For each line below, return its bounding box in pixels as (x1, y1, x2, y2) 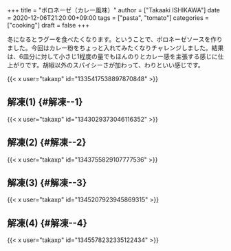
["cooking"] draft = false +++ (7, 21, 90, 29)
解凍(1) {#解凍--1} (7, 96, 83, 108)
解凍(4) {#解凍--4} (7, 217, 88, 229)
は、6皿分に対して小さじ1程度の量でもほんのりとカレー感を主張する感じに (7, 52, 218, 61)
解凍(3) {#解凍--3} (7, 177, 87, 189)
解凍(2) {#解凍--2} (7, 137, 87, 149)
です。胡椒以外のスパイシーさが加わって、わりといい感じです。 (25, 61, 204, 69)
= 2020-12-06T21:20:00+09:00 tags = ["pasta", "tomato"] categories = (7, 14, 210, 22)
